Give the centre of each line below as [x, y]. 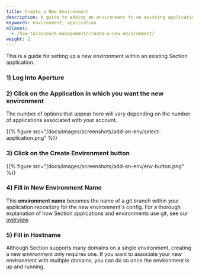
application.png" [26, 138]
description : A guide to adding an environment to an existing [86, 17]
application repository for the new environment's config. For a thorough [94, 207]
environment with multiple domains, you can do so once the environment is [98, 261]
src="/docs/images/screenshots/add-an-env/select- [97, 131]
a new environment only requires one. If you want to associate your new [94, 254]
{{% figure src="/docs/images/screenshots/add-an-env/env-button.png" [95, 166]
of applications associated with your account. [62, 120]
